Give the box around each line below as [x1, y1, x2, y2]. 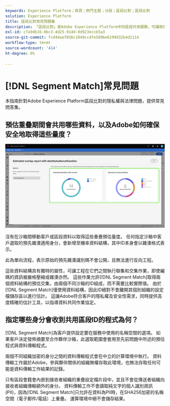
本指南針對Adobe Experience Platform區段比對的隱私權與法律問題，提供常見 [5, 98, 164, 104]
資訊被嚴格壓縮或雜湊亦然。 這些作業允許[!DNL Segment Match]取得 [14, 274, 156, 280]
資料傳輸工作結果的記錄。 [14, 366, 67, 372]
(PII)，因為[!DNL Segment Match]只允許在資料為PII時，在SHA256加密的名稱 [5, 389, 164, 395]
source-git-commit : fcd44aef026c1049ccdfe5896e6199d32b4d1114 [5, 35, 139, 40]
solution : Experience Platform [5, 13, 71, 19]
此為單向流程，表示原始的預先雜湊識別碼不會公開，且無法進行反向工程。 [5, 257, 156, 263]
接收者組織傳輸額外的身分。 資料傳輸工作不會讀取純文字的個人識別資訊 [5, 383, 153, 389]
